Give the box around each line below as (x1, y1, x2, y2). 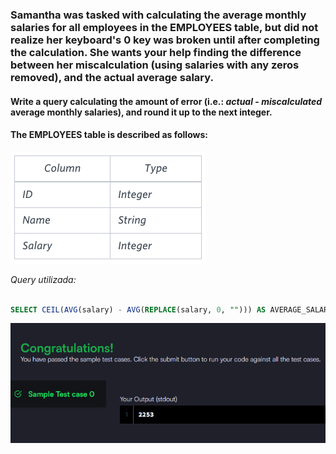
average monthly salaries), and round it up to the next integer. (10, 106, 273, 118)
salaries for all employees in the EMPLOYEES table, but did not (10, 20, 319, 34)
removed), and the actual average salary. (10, 70, 214, 84)
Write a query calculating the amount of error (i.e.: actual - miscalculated (10, 95, 323, 107)
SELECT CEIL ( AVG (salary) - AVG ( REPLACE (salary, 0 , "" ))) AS (10, 304, 267, 315)
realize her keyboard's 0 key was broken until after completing (10, 33, 320, 47)
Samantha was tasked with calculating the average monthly (10, 8, 307, 22)
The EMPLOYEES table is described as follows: (10, 129, 208, 141)
